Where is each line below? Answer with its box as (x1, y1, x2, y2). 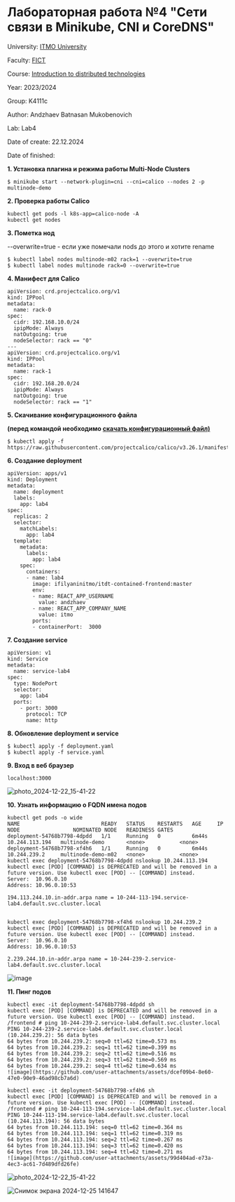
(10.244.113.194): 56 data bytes (7, 1117, 105, 1125)
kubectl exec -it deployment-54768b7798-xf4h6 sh (7, 1087, 155, 1094)
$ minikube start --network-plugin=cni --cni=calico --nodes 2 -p (7, 178, 205, 185)
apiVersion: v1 (7, 649, 52, 656)
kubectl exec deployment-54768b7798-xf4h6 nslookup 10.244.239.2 (7, 919, 201, 926)
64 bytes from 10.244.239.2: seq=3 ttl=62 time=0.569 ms (7, 1056, 177, 1063)
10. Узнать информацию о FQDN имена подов (7, 801, 147, 809)
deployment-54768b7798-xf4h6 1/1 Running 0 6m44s (7, 845, 208, 852)
